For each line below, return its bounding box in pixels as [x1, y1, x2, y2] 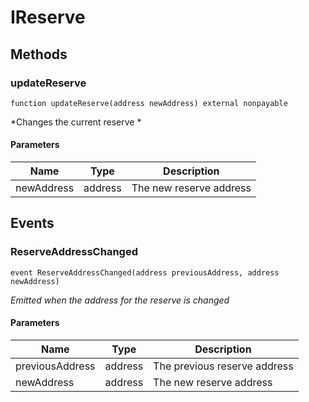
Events [10, 215, 55, 232]
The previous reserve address [153, 359, 294, 373]
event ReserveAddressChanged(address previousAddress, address [10, 267, 280, 278]
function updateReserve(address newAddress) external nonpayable [10, 98, 288, 108]
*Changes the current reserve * [10, 116, 142, 128]
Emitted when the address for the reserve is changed [10, 294, 230, 306]
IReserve [10, 6, 86, 29]
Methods [10, 46, 68, 63]
